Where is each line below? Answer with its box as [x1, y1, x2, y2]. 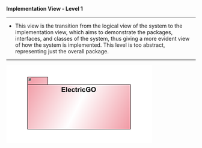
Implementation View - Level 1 [6, 5, 83, 12]
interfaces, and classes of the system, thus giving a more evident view [14, 35, 190, 42]
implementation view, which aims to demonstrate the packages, [14, 29, 173, 35]
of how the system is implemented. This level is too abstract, [14, 41, 165, 49]
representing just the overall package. [14, 48, 109, 55]
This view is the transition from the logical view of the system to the [14, 22, 183, 29]
